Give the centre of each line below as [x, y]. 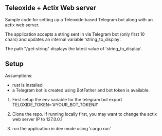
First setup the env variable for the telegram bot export [67, 99]
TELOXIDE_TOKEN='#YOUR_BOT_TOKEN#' [55, 105]
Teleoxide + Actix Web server [51, 8]
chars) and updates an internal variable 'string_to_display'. [63, 39]
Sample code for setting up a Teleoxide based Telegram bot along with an [79, 19]
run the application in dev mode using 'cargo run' [61, 128]
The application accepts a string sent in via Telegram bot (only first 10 [75, 34]
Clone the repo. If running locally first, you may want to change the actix [84, 114]
